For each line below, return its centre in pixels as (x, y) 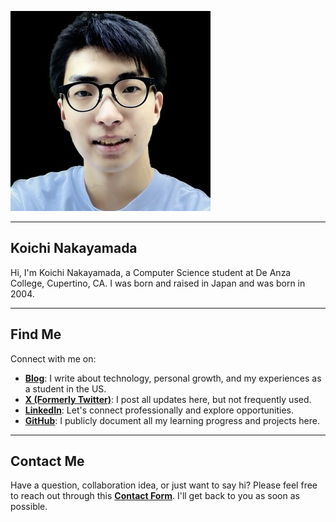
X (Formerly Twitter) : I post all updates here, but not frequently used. (168, 399)
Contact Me (47, 461)
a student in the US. (65, 388)
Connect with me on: (53, 358)
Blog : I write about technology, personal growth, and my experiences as (173, 378)
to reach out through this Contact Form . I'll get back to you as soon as (155, 496)
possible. (29, 507)
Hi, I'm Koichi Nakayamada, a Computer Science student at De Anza (151, 272)
